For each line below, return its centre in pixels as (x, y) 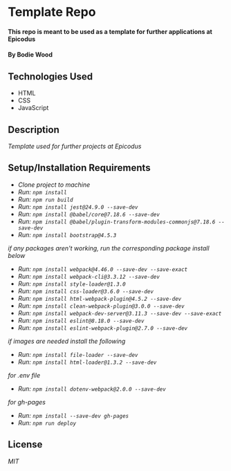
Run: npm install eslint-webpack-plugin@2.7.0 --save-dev (103, 327)
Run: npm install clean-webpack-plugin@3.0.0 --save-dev (101, 306)
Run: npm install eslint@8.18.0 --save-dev (81, 320)
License (25, 444)
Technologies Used (50, 76)
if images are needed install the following (67, 341)
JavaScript (33, 108)
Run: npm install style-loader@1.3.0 (72, 284)
